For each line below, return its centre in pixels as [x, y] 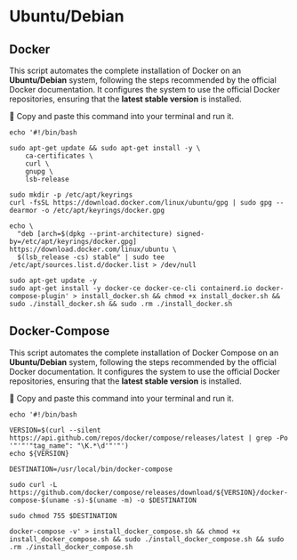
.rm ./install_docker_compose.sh [71, 547]
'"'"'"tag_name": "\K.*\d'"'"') [69, 446]
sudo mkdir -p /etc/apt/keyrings [71, 195]
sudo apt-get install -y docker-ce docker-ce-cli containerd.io [131, 288]
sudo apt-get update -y [53, 280]
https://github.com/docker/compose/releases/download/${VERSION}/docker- [149, 492]
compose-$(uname [39, 500]
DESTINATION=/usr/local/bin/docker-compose [91, 469]
